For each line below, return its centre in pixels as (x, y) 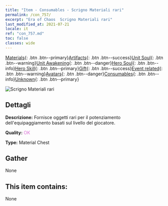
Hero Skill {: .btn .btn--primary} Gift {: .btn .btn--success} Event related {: (89, 68)
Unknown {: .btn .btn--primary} (47, 79)
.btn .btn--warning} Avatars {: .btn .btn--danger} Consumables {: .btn (76, 74)
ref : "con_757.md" (25, 34)
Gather (17, 158)
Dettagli (18, 105)
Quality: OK (18, 132)
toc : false (17, 39)
